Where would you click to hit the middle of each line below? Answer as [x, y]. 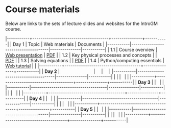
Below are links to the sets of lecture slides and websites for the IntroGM [82, 23]
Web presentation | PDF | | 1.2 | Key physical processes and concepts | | [81, 55]
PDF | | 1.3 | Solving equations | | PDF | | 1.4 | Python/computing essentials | [85, 60]
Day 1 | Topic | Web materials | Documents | [58, 44]
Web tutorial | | [21, 66]
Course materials [43, 9]
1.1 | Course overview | [134, 49]
